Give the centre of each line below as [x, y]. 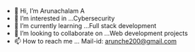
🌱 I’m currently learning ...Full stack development [85, 26]
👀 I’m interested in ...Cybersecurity [64, 18]
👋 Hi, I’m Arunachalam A [49, 11]
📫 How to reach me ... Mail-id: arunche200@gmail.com [95, 41]
